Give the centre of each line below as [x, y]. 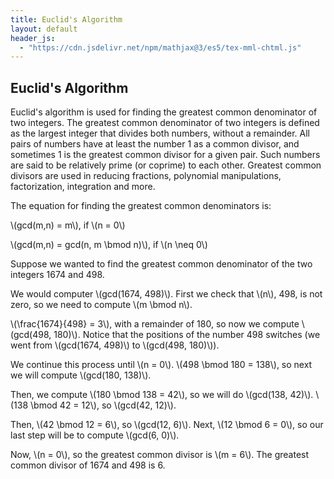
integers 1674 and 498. [57, 275]
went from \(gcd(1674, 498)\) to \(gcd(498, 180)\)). [115, 345]
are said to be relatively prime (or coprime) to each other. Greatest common [166, 165]
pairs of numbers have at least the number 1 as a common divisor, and [155, 144]
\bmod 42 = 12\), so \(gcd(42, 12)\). [103, 405]
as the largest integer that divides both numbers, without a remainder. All [160, 133]
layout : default [44, 29]
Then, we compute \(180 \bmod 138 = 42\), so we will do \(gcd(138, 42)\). [162, 395]
